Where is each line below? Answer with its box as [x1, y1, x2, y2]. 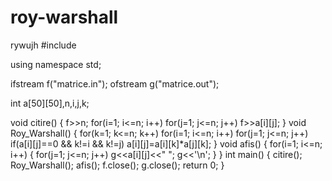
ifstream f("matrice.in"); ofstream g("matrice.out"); [10, 77, 220, 90]
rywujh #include [10, 39, 77, 51]
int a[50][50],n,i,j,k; [10, 97, 90, 109]
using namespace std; [10, 58, 102, 70]
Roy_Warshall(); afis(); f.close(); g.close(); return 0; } [10, 159, 225, 171]
